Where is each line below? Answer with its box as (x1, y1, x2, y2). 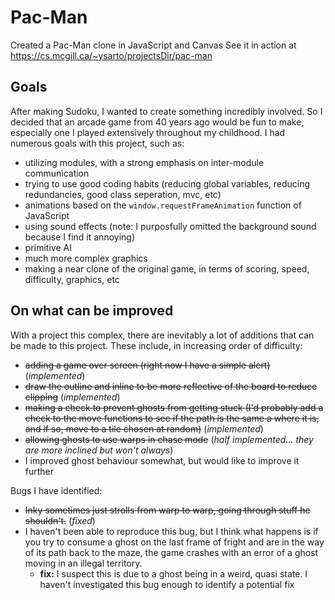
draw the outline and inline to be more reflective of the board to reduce (24, 380, 318, 392)
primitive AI (24, 241, 72, 253)
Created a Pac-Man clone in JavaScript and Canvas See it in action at (10, 39, 297, 51)
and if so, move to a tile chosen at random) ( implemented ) (24, 422, 264, 435)
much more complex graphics (24, 252, 148, 264)
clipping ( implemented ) (24, 391, 121, 403)
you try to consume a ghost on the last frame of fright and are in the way (24, 536, 325, 548)
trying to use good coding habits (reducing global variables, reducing (24, 177, 311, 190)
